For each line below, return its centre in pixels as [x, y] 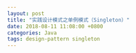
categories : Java [32, 33]
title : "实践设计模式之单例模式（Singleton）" [68, 20]
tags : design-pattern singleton [54, 39]
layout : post [26, 13]
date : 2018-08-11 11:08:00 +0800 [55, 26]
